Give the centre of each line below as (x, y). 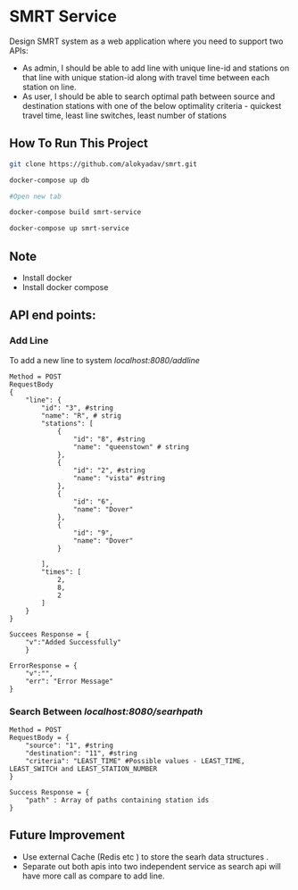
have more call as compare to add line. (93, 876)
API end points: (53, 316)
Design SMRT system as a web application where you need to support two (146, 41)
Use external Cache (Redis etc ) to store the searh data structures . (145, 857)
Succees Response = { (50, 634)
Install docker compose (65, 287)
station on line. (50, 87)
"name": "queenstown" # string (131, 447)
